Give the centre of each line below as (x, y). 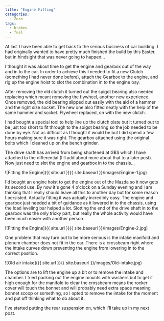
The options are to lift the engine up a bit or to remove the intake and (74, 272)
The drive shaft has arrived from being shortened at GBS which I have (75, 152)
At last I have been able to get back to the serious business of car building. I (82, 46)
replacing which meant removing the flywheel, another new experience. (78, 97)
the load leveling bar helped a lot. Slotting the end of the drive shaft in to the (82, 208)
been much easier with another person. (45, 219)
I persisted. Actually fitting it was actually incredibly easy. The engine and (79, 198)
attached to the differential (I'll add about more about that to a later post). (79, 158)
